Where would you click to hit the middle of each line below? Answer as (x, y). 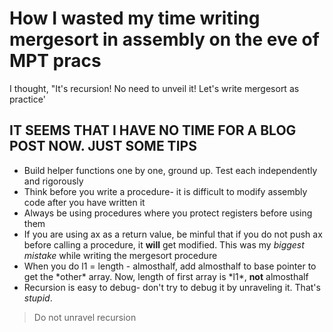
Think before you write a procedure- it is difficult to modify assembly (165, 191)
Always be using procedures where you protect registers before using (168, 213)
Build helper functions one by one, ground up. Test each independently (170, 170)
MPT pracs (55, 61)
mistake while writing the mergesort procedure (120, 255)
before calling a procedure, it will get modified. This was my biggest (164, 244)
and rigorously (53, 181)
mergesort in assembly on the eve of (164, 39)
